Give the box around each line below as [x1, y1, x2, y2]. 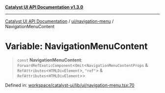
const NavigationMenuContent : [17, 57, 82, 63]
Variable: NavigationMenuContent [5, 41, 148, 52]
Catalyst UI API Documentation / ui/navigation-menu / [5, 18, 114, 24]
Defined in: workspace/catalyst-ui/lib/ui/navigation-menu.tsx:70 [5, 82, 135, 88]
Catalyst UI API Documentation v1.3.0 [5, 4, 83, 10]
